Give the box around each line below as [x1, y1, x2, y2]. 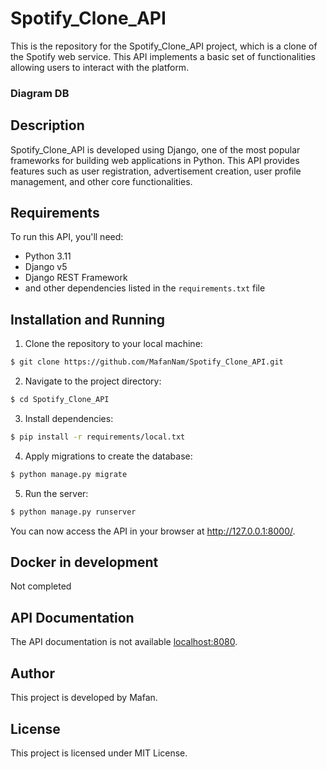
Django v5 [24, 261, 68, 273]
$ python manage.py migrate [10, 469, 128, 479]
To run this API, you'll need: [10, 231, 124, 243]
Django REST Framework [24, 272, 128, 284]
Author [10, 665, 55, 682]
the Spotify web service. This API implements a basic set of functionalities [10, 50, 316, 62]
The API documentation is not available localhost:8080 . [10, 636, 238, 648]
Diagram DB [10, 86, 70, 100]
